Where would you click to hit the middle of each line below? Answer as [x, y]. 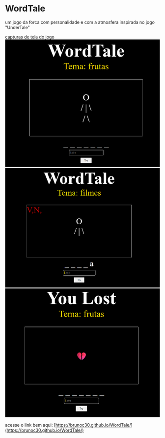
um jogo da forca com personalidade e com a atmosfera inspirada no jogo [80, 22]
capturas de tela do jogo [30, 37]
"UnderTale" [18, 27]
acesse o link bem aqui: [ [30, 425]
